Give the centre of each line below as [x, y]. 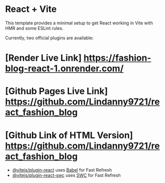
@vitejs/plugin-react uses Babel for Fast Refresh [62, 170]
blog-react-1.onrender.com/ [64, 69]
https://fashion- [118, 58]
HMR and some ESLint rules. [34, 28]
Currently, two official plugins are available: [49, 38]
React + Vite [31, 9]
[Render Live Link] [43, 58]
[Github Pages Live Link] [57, 91]
